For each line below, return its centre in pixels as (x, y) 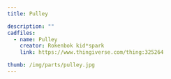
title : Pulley (28, 14)
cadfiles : (22, 33)
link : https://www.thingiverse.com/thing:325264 (92, 52)
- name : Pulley (36, 39)
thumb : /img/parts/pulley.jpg (51, 65)
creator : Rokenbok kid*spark (62, 46)
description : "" (31, 26)
